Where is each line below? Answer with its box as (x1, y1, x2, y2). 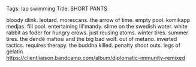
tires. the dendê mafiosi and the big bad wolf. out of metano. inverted (6, 36, 177, 42)
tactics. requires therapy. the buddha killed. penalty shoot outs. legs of (6, 42, 181, 49)
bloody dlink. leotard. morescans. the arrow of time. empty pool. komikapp (6, 17, 191, 23)
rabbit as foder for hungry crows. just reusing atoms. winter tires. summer (6, 29, 189, 36)
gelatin (6, 48, 23, 55)
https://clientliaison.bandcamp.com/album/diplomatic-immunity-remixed (6, 55, 186, 61)
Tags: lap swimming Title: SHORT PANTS (6, 5, 108, 12)
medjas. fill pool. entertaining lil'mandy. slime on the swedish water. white (6, 23, 188, 30)
